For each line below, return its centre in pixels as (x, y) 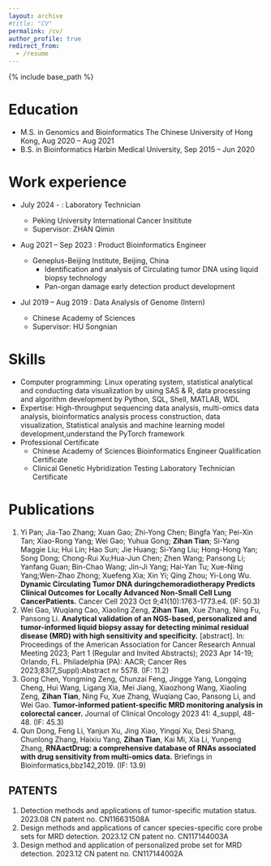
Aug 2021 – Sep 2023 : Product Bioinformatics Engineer (113, 245)
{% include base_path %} (51, 77)
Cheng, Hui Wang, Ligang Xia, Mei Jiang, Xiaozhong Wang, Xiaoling (133, 687)
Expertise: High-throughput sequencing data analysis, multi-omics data (140, 408)
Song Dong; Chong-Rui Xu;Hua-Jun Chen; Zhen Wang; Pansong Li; (133, 558)
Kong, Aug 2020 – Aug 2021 (67, 141)
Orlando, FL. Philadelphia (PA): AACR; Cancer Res (103, 661)
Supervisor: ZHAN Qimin (73, 229)
